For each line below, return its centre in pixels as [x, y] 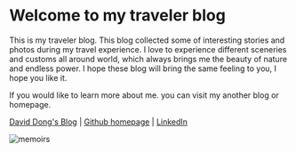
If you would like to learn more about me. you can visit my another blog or [144, 95]
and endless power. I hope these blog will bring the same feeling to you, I [143, 68]
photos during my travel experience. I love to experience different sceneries [148, 49]
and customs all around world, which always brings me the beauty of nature [148, 59]
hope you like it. [38, 77]
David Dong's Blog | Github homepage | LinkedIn [99, 122]
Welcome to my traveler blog [118, 16]
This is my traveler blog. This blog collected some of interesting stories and [147, 40]
